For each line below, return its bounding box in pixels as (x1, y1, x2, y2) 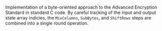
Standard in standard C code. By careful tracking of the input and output (5, 9, 156, 15)
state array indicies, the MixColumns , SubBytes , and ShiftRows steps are (5, 15, 151, 20)
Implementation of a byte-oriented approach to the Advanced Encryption (5, 4, 157, 10)
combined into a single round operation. (5, 20, 89, 26)
